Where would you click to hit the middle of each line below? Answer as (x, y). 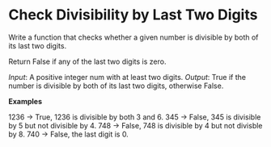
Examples (25, 101)
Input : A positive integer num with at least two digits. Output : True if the (127, 77)
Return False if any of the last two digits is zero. (87, 61)
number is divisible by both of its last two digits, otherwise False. (116, 86)
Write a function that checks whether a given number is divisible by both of (133, 37)
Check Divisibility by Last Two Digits (133, 15)
